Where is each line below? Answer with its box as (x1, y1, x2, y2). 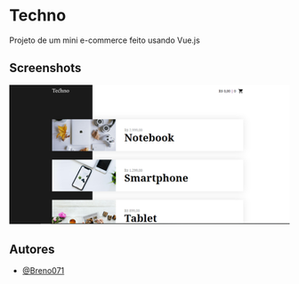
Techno (9, 5, 67, 26)
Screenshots (9, 61, 82, 76)
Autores (9, 241, 55, 256)
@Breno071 (21, 265, 65, 276)
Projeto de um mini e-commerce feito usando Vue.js (9, 35, 200, 45)
